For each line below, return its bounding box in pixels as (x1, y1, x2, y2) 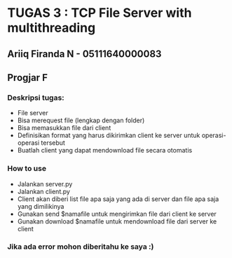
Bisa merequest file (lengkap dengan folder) (17, 116, 145, 124)
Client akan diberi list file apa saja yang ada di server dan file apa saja (17, 195, 219, 203)
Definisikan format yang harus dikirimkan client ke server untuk (17, 131, 200, 140)
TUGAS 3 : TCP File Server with (7, 5, 192, 21)
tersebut (41, 138, 65, 147)
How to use (7, 164, 47, 174)
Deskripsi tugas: (7, 93, 64, 103)
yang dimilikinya (17, 202, 64, 210)
